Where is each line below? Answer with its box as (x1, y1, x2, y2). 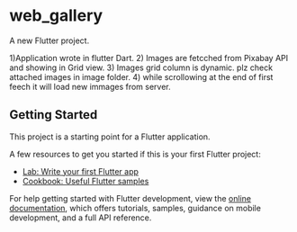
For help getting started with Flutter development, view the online (9, 192, 252, 203)
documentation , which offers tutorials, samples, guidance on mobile (9, 202, 261, 213)
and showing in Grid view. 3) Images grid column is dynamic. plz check (9, 62, 273, 73)
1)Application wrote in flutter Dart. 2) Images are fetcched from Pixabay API (9, 52, 289, 63)
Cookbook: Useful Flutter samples (22, 175, 149, 186)
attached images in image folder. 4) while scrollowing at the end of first (9, 71, 274, 82)
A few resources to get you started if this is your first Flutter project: (9, 148, 261, 159)
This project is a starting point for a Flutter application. (9, 131, 211, 142)
